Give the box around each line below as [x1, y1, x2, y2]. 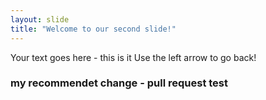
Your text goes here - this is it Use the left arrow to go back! [10, 51, 257, 63]
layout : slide [10, 14, 70, 25]
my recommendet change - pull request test [10, 76, 228, 90]
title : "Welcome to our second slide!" [10, 24, 177, 34]
